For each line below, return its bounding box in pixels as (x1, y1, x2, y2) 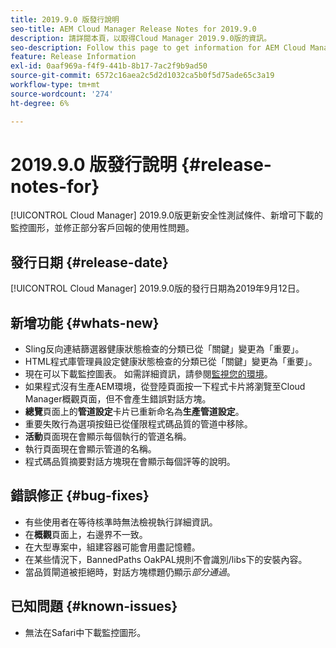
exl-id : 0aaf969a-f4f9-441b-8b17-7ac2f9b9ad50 (10, 61, 208, 71)
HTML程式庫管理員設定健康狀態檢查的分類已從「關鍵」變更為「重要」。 (24, 356, 318, 368)
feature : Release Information (10, 52, 137, 62)
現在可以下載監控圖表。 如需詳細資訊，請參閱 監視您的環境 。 (24, 368, 273, 380)
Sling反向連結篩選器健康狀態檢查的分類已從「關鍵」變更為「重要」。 (24, 343, 305, 355)
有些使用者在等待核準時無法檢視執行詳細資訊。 (24, 516, 218, 528)
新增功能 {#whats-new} (10, 314, 160, 331)
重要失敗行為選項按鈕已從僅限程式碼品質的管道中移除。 (24, 418, 253, 430)
